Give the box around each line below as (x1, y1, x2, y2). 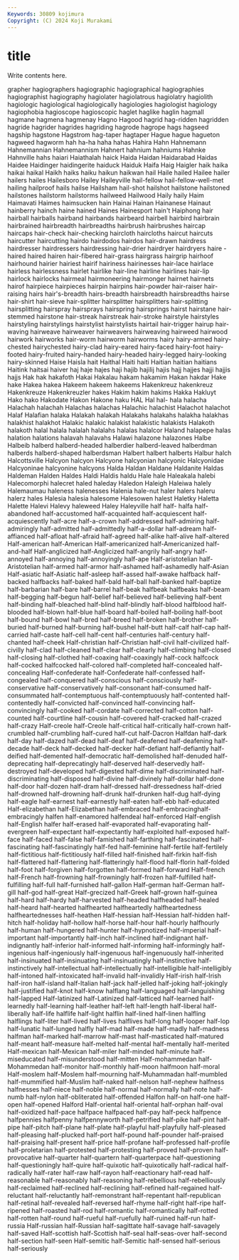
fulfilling (7, 881, 31, 889)
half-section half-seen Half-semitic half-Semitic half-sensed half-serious (7, 1236, 221, 1245)
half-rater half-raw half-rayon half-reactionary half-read (33, 1169, 198, 1177)
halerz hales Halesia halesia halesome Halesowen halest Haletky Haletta (7, 494, 219, 503)
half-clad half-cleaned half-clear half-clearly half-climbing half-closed (26, 646, 231, 655)
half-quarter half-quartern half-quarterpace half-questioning (43, 1153, 221, 1162)
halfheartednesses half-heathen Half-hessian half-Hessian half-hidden (7, 911, 216, 920)
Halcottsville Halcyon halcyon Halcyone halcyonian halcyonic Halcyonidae (7, 456, 224, 465)
